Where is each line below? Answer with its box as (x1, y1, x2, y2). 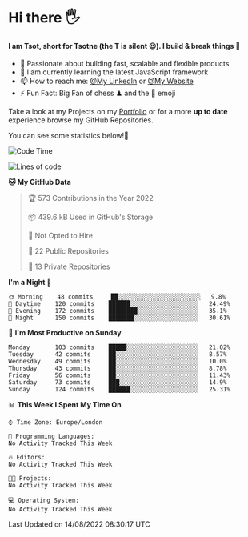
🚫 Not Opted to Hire (27, 231, 94, 241)
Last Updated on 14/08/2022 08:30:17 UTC (8, 519, 150, 529)
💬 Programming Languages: (8, 432, 94, 441)
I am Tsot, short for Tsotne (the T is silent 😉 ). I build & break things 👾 (8, 41, 241, 50)
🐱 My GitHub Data (8, 178, 72, 187)
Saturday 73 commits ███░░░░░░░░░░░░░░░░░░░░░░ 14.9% (8, 379, 227, 387)
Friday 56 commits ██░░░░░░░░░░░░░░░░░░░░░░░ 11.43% (8, 371, 230, 379)
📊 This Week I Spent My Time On (8, 400, 122, 410)
